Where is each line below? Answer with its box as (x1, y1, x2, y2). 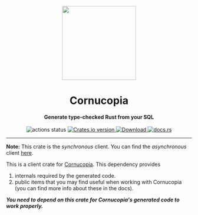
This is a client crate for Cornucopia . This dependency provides (6, 161, 161, 168)
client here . (6, 149, 34, 156)
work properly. (6, 202, 43, 209)
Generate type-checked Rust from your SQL (44, 113, 154, 120)
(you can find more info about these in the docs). (14, 184, 134, 191)
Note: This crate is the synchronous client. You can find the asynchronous (6, 143, 187, 150)
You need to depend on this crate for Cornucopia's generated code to (6, 196, 180, 203)
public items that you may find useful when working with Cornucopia (14, 178, 182, 185)
